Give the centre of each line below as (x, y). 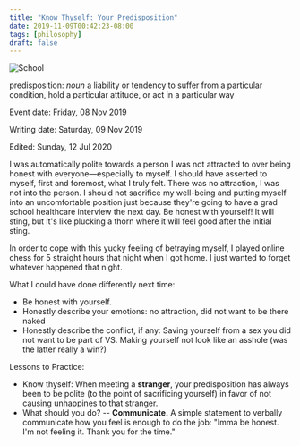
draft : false (34, 43)
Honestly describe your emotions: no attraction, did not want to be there (155, 312)
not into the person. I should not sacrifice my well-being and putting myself (148, 193)
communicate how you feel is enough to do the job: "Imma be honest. (150, 423)
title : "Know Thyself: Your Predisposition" (94, 17)
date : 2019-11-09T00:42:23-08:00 (72, 26)
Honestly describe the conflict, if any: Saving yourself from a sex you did (156, 330)
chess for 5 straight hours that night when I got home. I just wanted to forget (150, 258)
